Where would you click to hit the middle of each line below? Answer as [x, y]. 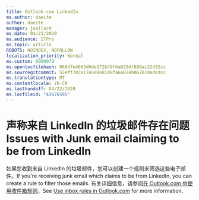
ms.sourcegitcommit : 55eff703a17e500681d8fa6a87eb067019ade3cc [86, 72]
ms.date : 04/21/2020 [32, 34]
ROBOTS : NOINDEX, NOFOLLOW [40, 50]
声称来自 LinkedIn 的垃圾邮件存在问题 [98, 126]
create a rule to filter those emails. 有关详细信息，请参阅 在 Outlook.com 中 [97, 183]
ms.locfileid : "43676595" [38, 94]
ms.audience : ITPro [30, 39]
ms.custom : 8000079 [30, 61]
